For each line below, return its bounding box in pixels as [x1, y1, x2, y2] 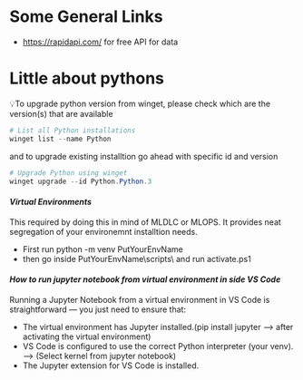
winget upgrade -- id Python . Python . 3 [9, 177, 152, 186]
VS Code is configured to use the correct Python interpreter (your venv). [22, 340, 294, 351]
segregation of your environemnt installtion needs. [9, 226, 198, 237]
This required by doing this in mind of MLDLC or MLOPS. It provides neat [9, 216, 281, 228]
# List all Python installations [9, 125, 136, 135]
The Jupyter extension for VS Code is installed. [22, 360, 200, 371]
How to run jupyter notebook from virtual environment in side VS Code [9, 274, 281, 285]
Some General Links [9, 6, 163, 27]
